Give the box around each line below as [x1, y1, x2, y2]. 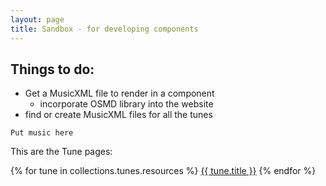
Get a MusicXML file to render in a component [24, 87, 215, 100]
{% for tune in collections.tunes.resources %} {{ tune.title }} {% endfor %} [10, 165, 317, 177]
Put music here [10, 128, 74, 138]
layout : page [10, 14, 65, 25]
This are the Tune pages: [10, 146, 113, 158]
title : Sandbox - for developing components [10, 24, 199, 34]
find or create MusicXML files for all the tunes [24, 109, 213, 121]
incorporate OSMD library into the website [39, 98, 214, 110]
